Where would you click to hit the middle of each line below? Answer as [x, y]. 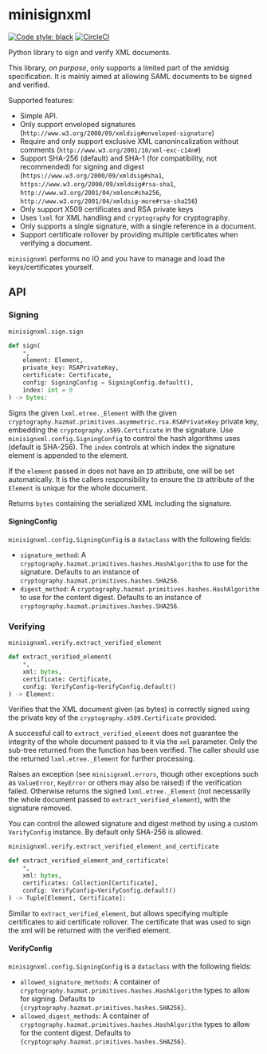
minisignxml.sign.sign [46, 332]
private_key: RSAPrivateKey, [71, 368]
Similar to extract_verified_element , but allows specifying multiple [118, 913]
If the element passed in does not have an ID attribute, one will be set [122, 471]
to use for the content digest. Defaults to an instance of [110, 597]
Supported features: [41, 100]
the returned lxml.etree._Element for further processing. [102, 759]
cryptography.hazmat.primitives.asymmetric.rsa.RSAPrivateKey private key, [133, 421]
